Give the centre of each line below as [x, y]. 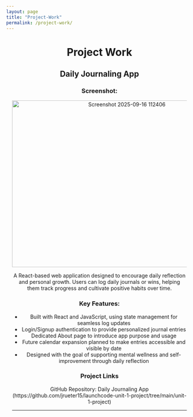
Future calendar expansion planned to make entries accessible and [104, 342]
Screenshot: [99, 91]
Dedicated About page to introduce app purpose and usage [104, 336]
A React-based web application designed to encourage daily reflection [99, 276]
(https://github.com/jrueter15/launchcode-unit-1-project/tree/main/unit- [99, 395]
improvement [75, 361]
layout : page [22, 12]
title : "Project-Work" [34, 17]
